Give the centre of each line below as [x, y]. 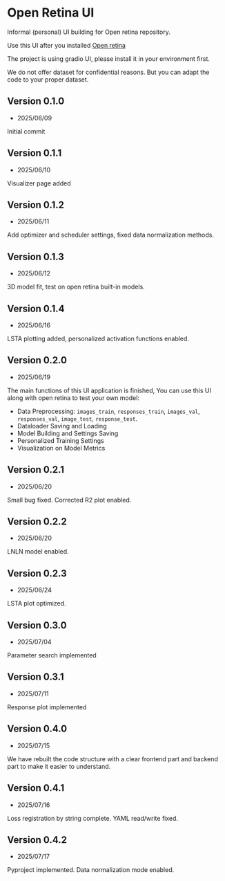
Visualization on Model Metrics [61, 448]
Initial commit [26, 131]
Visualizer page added [39, 183]
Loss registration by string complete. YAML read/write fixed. [92, 818]
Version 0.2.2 [37, 521]
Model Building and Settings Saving [68, 433]
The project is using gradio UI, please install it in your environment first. [109, 58]
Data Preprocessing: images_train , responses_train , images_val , [108, 411]
